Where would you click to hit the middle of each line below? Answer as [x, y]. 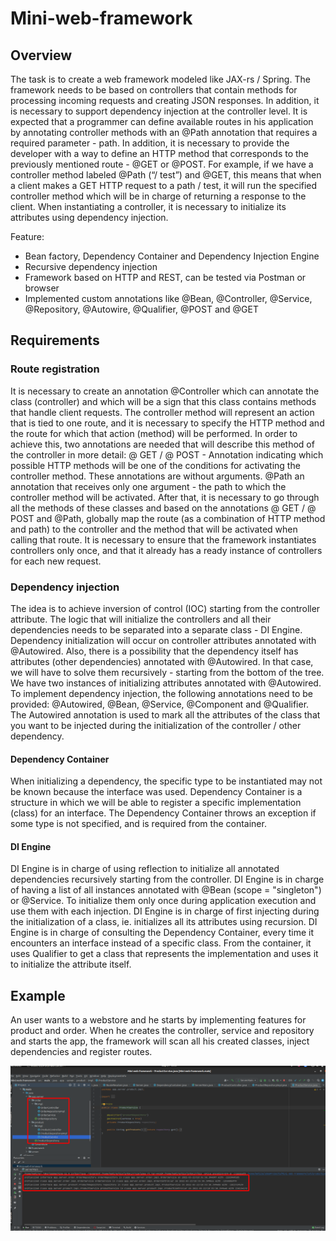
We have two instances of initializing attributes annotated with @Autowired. [166, 683]
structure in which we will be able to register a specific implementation [156, 803]
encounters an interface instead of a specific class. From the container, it [161, 943]
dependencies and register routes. [81, 1052]
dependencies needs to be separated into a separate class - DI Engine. [156, 629]
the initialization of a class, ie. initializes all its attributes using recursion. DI [164, 922]
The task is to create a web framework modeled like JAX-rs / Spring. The [160, 79]
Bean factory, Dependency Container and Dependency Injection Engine [172, 256]
